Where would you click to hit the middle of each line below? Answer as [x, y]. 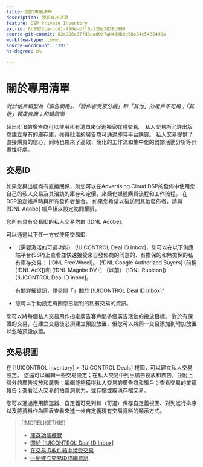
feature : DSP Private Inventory [47, 23]
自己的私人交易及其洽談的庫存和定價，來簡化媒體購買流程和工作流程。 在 [97, 194]
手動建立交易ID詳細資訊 [59, 458]
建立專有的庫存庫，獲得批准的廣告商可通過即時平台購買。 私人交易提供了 [102, 134]
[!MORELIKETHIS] [43, 423]
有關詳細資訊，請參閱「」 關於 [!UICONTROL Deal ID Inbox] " [90, 290]
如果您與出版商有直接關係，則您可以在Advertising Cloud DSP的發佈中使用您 [101, 186]
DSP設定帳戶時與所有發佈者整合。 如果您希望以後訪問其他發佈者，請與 [94, 201]
